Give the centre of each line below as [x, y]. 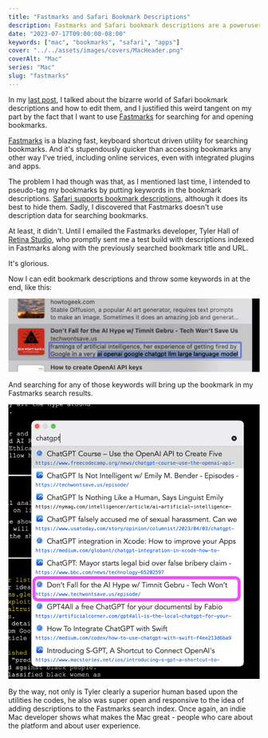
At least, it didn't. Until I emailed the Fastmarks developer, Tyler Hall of [124, 231]
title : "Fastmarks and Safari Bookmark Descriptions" [100, 17]
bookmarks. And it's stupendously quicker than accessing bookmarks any [130, 149]
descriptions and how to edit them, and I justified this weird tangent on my [130, 108]
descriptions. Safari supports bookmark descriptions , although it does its [128, 198]
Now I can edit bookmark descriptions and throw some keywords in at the [130, 279]
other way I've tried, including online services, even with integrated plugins [132, 157]
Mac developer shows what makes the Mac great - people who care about [131, 717]
